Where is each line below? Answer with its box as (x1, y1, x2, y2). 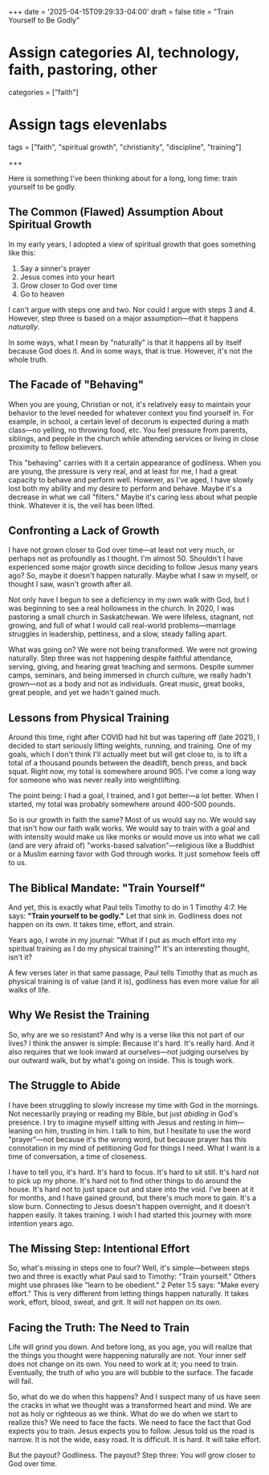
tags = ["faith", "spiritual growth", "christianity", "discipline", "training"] (8, 142, 242, 151)
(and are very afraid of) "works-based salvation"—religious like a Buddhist (8, 841, 255, 851)
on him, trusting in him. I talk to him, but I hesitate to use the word (35, 1125, 251, 1135)
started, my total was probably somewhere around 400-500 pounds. (8, 799, 236, 809)
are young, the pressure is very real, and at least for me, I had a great (8, 466, 238, 476)
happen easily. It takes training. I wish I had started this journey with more (8, 1210, 252, 1220)
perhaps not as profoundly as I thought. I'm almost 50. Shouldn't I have (8, 553, 243, 563)
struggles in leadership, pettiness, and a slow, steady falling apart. (8, 629, 227, 639)
